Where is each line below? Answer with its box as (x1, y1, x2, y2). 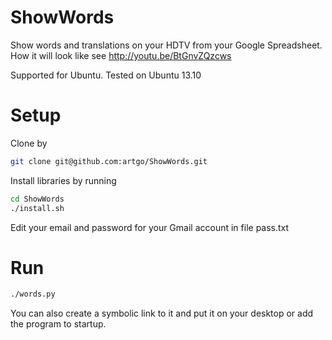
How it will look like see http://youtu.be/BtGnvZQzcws (10, 49, 232, 61)
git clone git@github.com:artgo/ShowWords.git (10, 156, 208, 166)
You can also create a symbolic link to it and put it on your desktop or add (10, 307, 314, 320)
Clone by (10, 137, 48, 149)
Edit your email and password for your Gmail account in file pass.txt (10, 221, 290, 233)
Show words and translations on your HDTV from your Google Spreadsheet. (10, 39, 323, 51)
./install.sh (10, 203, 65, 213)
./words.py (10, 289, 56, 300)
